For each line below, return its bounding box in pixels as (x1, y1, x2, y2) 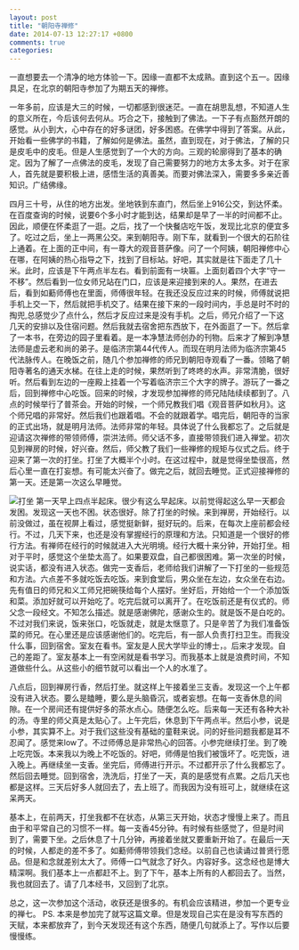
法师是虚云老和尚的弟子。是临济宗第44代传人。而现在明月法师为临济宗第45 (9, 344, 287, 354)
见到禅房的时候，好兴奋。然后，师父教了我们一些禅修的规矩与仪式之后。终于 (9, 443, 290, 454)
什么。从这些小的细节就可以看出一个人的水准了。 (32, 662, 212, 673)
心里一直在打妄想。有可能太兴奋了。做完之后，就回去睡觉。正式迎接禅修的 (16, 466, 290, 476)
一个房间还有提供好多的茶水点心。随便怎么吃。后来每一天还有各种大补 (32, 704, 290, 715)
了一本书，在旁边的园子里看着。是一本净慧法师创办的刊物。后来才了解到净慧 (9, 332, 290, 343)
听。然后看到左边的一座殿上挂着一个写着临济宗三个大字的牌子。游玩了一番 (9, 377, 282, 387)
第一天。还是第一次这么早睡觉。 (9, 477, 126, 488)
